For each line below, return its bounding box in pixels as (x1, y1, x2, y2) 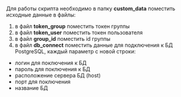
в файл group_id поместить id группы (14, 35, 111, 42)
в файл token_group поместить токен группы (14, 23, 130, 30)
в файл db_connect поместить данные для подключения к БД (14, 41, 173, 48)
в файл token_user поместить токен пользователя (14, 29, 143, 36)
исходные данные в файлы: (6, 11, 76, 18)
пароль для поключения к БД (14, 66, 90, 73)
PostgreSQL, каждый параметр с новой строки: (14, 48, 136, 55)
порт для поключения (14, 78, 71, 85)
